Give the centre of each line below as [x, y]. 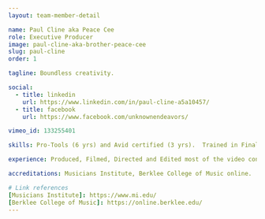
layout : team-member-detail [54, 15]
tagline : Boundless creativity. [61, 73]
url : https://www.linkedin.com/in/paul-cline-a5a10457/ [116, 102]
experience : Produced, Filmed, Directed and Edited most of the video [127, 160]
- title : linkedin [46, 95]
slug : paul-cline [37, 52]
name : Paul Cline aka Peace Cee [61, 30]
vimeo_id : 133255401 [42, 131]
